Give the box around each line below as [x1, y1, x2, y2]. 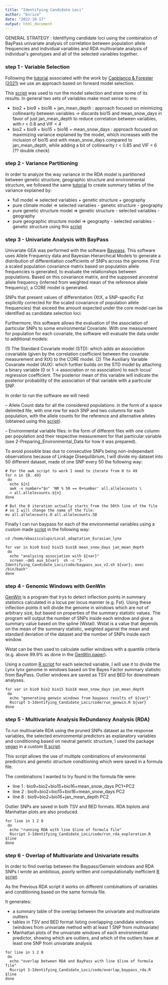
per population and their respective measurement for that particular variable [5, 433, 162, 439]
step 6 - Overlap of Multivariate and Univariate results [5, 852, 139, 859]
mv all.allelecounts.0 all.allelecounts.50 [5, 513, 97, 518]
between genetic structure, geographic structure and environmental [5, 176, 145, 183]
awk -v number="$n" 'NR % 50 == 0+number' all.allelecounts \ [9, 486, 142, 491]
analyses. [5, 677, 25, 683]
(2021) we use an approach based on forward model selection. [5, 80, 134, 86]
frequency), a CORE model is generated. [5, 285, 88, 291]
